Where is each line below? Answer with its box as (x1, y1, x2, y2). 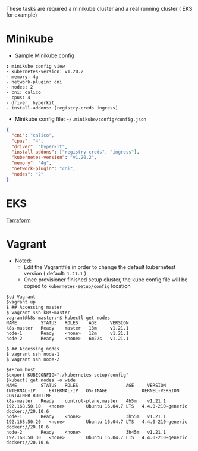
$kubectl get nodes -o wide (6, 377, 76, 383)
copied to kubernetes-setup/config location (23, 282, 131, 289)
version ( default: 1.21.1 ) (23, 270, 87, 277)
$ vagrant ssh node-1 (6, 351, 60, 357)
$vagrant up (6, 299, 36, 305)
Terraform (6, 217, 31, 224)
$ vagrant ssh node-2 (6, 356, 60, 362)
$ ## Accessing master (6, 304, 62, 310)
